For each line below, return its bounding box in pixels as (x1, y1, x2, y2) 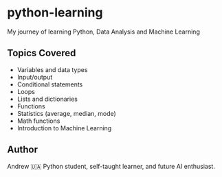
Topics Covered (7, 47, 76, 59)
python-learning (7, 5, 103, 21)
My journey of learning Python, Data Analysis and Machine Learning (7, 27, 201, 36)
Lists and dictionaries (16, 95, 78, 103)
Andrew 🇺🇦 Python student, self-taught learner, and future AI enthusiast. (7, 162, 215, 170)
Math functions (16, 117, 60, 125)
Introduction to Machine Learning (16, 123, 112, 132)
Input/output (16, 73, 53, 81)
